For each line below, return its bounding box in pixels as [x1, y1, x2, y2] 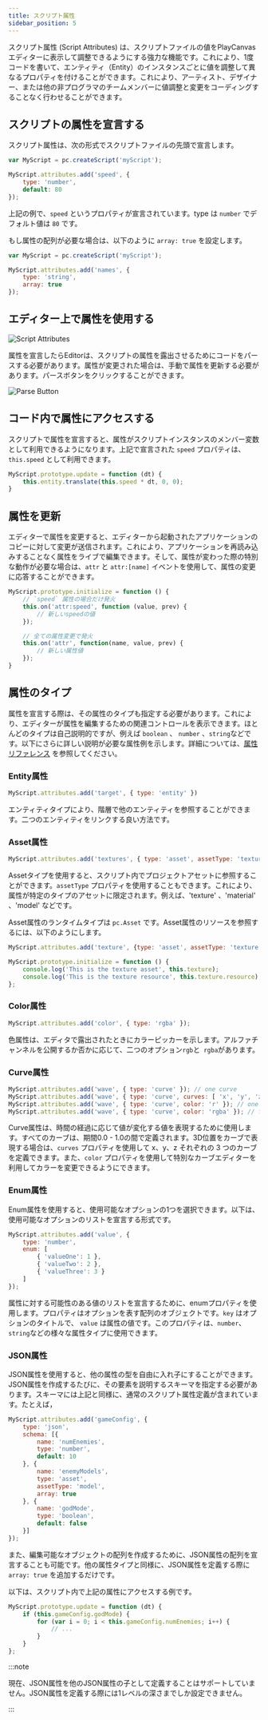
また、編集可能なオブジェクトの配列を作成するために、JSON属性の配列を [8, 1550, 251, 1559]
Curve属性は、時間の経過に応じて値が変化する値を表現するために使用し [8, 1123, 245, 1133]
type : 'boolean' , [37, 1512, 94, 1520]
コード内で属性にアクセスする [8, 412, 155, 425]
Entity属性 [8, 770, 49, 782]
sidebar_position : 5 [8, 19, 77, 27]
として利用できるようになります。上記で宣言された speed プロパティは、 [8, 444, 246, 454]
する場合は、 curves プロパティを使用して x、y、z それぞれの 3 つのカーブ [14, 1143, 258, 1153]
